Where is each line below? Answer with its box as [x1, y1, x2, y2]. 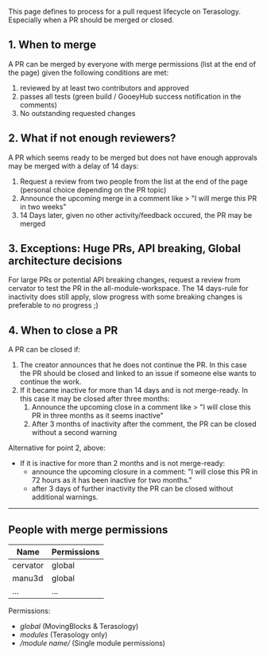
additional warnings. [31, 492, 99, 502]
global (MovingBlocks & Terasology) [19, 622, 139, 631]
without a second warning [31, 428, 118, 437]
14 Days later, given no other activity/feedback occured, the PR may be [19, 210, 253, 219]
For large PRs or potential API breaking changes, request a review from [8, 275, 241, 285]
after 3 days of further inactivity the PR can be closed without [31, 484, 234, 494]
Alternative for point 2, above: [8, 443, 106, 452]
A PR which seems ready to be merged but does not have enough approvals [8, 153, 258, 162]
